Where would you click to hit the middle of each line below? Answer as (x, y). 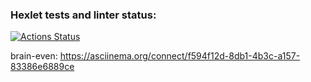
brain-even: (34, 56)
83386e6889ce (42, 67)
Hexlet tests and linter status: (83, 15)
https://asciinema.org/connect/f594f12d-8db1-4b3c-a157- (180, 56)
